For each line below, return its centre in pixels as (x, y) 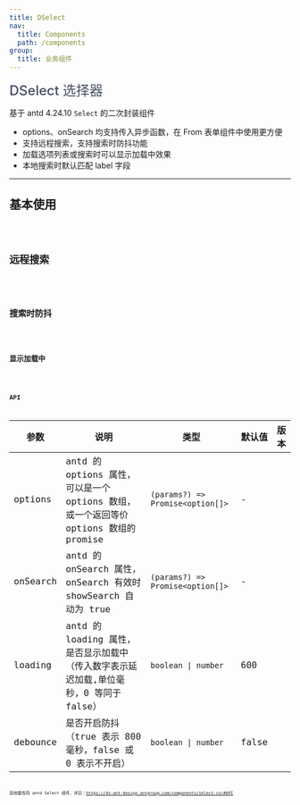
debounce (36, 742)
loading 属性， (101, 639)
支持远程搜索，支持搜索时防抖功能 (85, 143)
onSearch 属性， (103, 569)
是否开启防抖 (93, 723)
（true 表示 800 (103, 736)
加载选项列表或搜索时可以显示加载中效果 (96, 154)
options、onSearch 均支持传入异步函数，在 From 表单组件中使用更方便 (152, 132)
